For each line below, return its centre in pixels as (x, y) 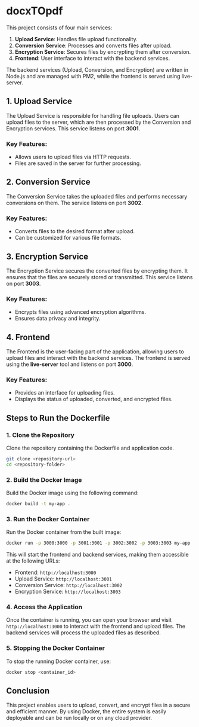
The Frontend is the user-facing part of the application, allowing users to (95, 352)
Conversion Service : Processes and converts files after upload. (93, 45)
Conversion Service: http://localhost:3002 (69, 585)
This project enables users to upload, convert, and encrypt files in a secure (98, 705)
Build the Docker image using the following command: (72, 493)
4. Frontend (28, 337)
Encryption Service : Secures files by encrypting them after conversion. (103, 51)
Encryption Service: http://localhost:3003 (68, 592)
